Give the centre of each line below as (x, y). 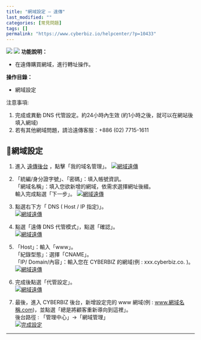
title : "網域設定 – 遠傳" (36, 12)
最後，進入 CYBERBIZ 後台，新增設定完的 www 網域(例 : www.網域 (97, 302)
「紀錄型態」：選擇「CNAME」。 (54, 254)
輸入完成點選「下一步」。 (45, 194)
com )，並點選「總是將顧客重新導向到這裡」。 (77, 310)
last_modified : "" (29, 17)
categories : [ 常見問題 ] (34, 23)
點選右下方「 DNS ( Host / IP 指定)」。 (61, 206)
